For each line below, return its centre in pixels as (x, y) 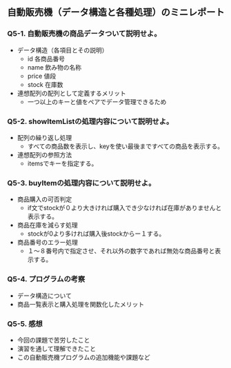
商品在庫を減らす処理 (47, 225)
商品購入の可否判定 (44, 199)
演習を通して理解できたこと (57, 348)
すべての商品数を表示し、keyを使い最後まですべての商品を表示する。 (125, 146)
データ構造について (44, 296)
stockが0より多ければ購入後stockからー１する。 (96, 234)
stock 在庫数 (45, 84)
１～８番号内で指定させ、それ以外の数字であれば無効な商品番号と (121, 251)
